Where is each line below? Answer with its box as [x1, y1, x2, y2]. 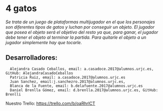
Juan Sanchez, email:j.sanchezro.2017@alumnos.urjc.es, [10, 79, 126, 84]
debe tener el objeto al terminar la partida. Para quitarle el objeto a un [5, 34, 146, 40]
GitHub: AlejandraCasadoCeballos [5, 71, 73, 76]
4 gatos [5, 3, 37, 14]
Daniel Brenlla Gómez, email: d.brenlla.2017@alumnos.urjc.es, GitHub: [10, 88, 159, 93]
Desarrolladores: [5, 54, 58, 62]
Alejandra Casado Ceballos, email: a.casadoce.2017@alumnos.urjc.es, [10, 66, 154, 71]
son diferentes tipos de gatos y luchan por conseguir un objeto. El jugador [5, 24, 155, 30]
